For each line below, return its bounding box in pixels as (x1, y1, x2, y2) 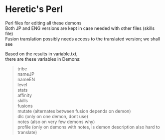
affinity (17, 92, 32, 98)
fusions (17, 103, 33, 109)
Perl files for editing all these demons (5, 20, 82, 26)
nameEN (17, 76, 35, 82)
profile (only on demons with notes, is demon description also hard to (17, 124, 161, 130)
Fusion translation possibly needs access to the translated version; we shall (5, 36, 161, 42)
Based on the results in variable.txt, (5, 51, 78, 57)
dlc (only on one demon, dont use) (17, 113, 89, 119)
